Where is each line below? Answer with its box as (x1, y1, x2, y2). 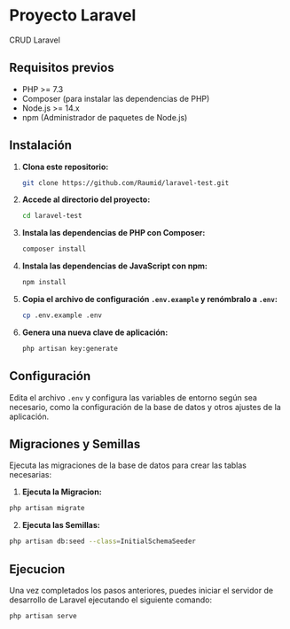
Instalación (9, 138, 73, 153)
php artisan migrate (9, 504, 86, 513)
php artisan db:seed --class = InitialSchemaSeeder (9, 537, 197, 546)
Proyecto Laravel (9, 5, 137, 26)
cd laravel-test (21, 212, 82, 221)
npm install (21, 278, 67, 287)
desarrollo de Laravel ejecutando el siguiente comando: (9, 594, 213, 605)
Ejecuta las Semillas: (21, 520, 100, 531)
